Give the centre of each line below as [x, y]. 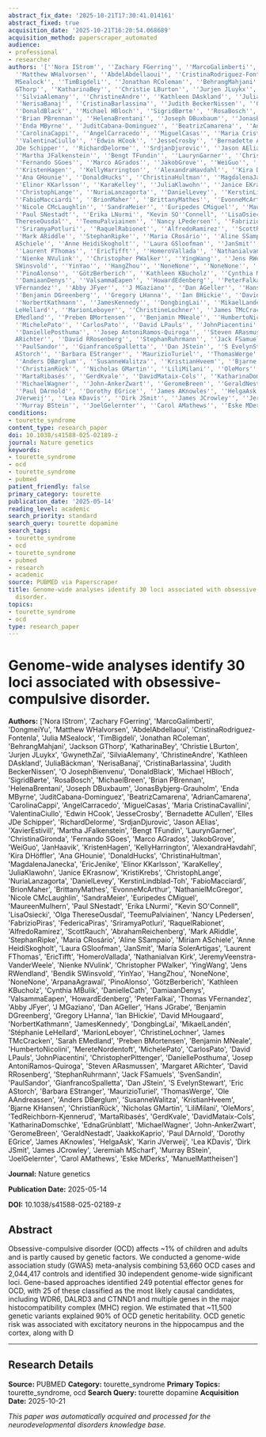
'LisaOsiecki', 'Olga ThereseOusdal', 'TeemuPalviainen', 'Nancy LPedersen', [131, 914]
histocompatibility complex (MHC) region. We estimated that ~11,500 [120, 1308]
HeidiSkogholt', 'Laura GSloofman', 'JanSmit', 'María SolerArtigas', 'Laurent [130, 948]
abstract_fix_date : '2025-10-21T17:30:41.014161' [92, 15]
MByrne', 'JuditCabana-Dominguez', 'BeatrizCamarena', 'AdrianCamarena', [130, 797]
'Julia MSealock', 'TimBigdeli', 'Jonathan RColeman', [126, 738]
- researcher [30, 60]
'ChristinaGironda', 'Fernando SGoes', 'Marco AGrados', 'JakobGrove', [122, 839]
